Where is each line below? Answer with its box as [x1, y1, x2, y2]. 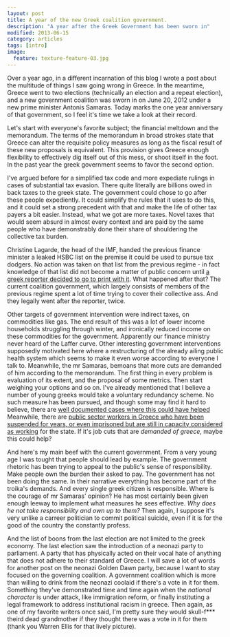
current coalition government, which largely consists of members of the [7, 282, 210, 290]
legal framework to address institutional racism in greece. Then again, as [7, 600, 213, 608]
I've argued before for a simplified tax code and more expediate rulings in [7, 174, 215, 182]
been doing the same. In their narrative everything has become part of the [7, 477, 217, 485]
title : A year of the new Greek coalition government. [7, 17, 168, 23]
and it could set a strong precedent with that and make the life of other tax [7, 202, 218, 211]
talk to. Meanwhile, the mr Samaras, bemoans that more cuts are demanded [7, 361, 222, 369]
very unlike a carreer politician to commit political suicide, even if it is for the [7, 514, 223, 522]
